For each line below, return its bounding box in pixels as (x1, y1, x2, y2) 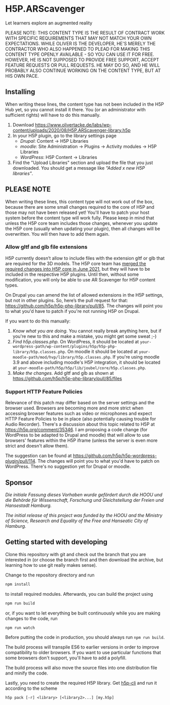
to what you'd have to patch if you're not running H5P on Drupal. (5, 308, 140, 314)
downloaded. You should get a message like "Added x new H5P (12, 165, 145, 171)
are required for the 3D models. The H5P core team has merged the (5, 260, 146, 267)
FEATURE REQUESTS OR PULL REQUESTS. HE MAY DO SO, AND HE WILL (5, 62, 160, 68)
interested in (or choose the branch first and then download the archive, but (5, 557, 163, 563)
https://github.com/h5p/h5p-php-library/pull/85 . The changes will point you (5, 303, 163, 309)
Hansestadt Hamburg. (5, 502, 52, 508)
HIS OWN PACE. (5, 73, 39, 79)
